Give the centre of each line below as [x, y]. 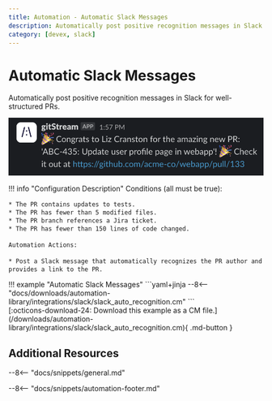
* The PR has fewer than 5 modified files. [83, 213]
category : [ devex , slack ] [52, 34]
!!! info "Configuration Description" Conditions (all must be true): [115, 189]
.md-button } [211, 328]
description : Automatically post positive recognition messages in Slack [136, 26]
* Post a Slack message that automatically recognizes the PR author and [136, 261]
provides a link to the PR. [56, 269]
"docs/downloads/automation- [59, 293]
